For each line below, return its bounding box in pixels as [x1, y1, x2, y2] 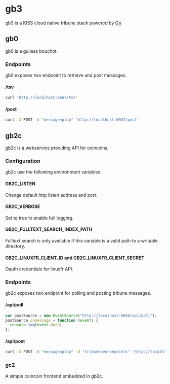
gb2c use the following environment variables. [5, 169, 102, 175]
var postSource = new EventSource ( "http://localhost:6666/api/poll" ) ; [5, 313, 157, 318]
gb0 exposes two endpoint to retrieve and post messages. [5, 72, 127, 79]
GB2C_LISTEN [5, 181, 35, 187]
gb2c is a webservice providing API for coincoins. [5, 145, 109, 151]
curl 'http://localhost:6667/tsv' [5, 95, 78, 100]
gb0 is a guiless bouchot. [5, 48, 58, 54]
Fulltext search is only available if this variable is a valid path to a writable [5, 237, 158, 243]
